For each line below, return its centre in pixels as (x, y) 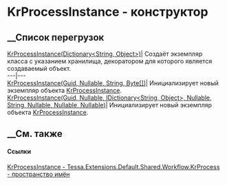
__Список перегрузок (56, 37)
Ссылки (19, 151)
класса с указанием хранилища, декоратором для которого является (110, 61)
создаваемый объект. (39, 68)
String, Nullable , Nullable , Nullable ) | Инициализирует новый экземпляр (109, 105)
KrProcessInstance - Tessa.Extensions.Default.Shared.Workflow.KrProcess (113, 166)
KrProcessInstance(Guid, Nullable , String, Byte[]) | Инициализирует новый (113, 83)
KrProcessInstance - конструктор (108, 12)
